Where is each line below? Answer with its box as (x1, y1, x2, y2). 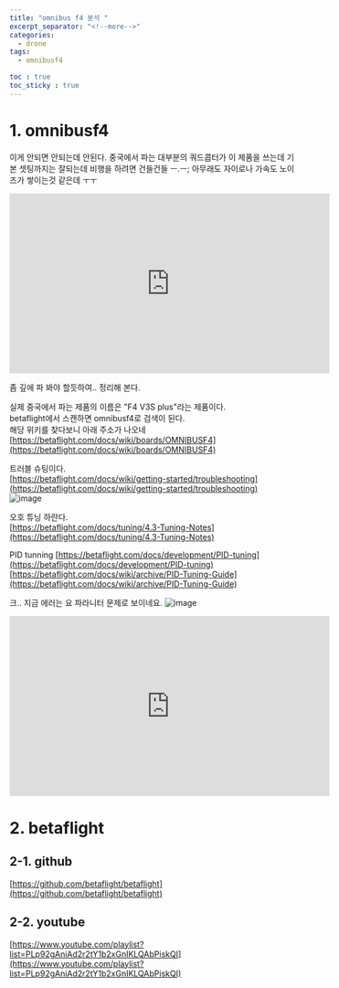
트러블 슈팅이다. (9, 462, 67, 473)
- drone (17, 38, 48, 48)
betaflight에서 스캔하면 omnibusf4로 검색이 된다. (9, 412, 185, 423)
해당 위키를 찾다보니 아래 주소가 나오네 (9, 424, 146, 435)
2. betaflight (9, 817, 105, 838)
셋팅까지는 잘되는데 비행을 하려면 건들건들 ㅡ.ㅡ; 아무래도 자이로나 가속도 (18, 163, 278, 174)
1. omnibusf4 (9, 120, 110, 141)
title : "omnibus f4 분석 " (9, 13, 109, 23)
